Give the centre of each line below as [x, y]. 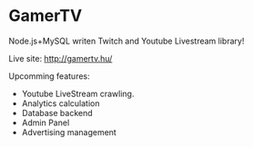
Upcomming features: [49, 76]
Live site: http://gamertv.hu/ [61, 58]
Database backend [57, 113]
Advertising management [69, 132]
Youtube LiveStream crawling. [78, 93]
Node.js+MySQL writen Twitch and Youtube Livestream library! [126, 41]
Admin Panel [46, 122]
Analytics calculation [61, 103]
